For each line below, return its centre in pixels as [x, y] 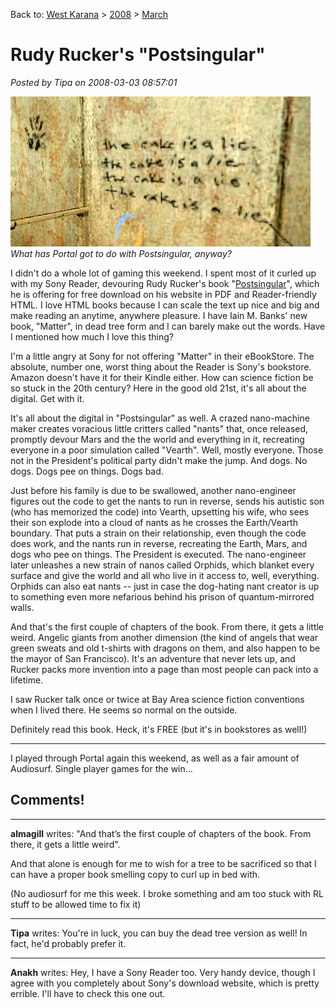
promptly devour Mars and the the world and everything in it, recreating [157, 439]
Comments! [47, 800]
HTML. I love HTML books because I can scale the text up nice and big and [165, 305]
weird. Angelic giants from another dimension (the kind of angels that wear [164, 637]
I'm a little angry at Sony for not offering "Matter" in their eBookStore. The [162, 356]
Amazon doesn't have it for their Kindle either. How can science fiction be [162, 377]
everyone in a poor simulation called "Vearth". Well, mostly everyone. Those [167, 450]
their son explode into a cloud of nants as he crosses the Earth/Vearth [154, 522]
